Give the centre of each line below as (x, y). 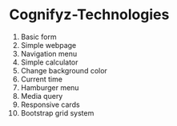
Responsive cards (50, 104)
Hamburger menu (50, 87)
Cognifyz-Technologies (89, 15)
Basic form (38, 37)
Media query (42, 96)
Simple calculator (49, 62)
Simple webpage (48, 45)
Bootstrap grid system (57, 112)
